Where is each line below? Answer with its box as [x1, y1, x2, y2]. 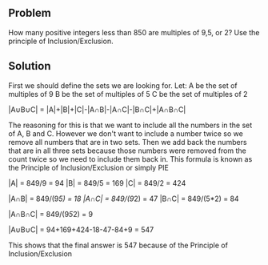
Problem [8, 6, 52, 20]
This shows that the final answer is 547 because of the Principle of [8, 240, 228, 250]
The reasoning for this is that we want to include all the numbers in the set [8, 120, 253, 130]
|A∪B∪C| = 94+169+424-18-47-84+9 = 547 [8, 224, 154, 235]
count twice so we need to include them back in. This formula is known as [8, 154, 253, 163]
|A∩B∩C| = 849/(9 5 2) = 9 [8, 209, 94, 219]
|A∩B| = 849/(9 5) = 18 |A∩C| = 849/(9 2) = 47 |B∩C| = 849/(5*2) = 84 [8, 194, 239, 203]
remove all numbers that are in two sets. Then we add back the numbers [8, 137, 247, 147]
